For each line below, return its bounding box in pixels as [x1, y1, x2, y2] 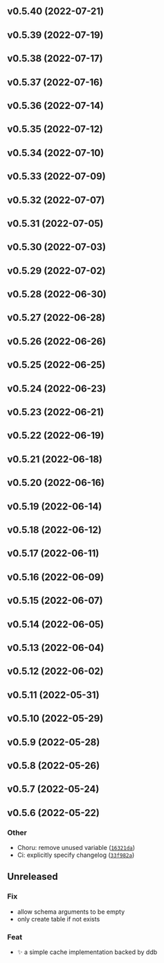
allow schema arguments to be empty [17, 908, 125, 916]
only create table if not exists [17, 914, 100, 923]
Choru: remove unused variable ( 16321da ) [17, 843, 136, 851]
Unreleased [7, 871, 59, 883]
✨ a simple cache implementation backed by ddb [17, 948, 158, 956]
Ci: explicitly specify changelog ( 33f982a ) [17, 851, 135, 859]
